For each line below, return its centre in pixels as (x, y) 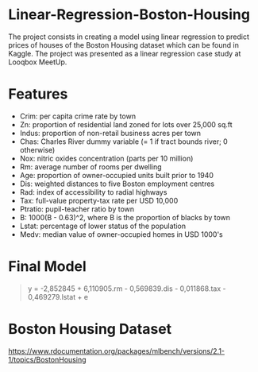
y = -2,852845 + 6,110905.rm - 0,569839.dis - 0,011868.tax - (127, 289)
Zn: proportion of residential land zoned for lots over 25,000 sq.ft (126, 124)
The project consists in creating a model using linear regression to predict (129, 37)
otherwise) (37, 149)
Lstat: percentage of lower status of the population (103, 226)
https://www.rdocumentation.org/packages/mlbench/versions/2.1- (116, 351)
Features (38, 94)
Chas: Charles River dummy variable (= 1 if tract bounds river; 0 (123, 141)
